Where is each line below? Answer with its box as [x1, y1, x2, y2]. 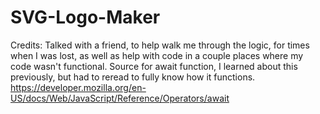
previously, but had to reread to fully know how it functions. [10, 71, 256, 83]
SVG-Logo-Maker [10, 6, 161, 29]
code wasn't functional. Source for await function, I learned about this [10, 60, 298, 72]
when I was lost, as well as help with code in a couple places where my [10, 49, 304, 61]
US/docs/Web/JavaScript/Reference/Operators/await [10, 92, 230, 104]
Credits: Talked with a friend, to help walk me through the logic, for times [10, 39, 310, 51]
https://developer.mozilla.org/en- [10, 81, 147, 93]
